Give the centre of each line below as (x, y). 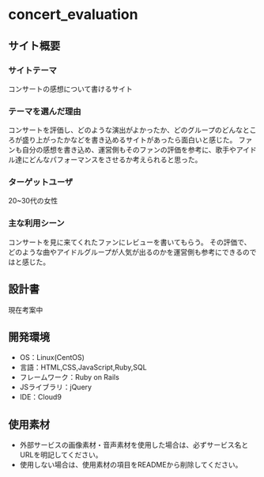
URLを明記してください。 (61, 455)
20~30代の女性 (33, 201)
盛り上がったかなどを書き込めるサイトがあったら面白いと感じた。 (129, 140)
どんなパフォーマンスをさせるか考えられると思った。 (115, 160)
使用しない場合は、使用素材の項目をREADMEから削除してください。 (131, 465)
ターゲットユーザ (41, 182)
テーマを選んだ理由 (45, 111)
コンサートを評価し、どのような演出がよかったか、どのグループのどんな (126, 130)
